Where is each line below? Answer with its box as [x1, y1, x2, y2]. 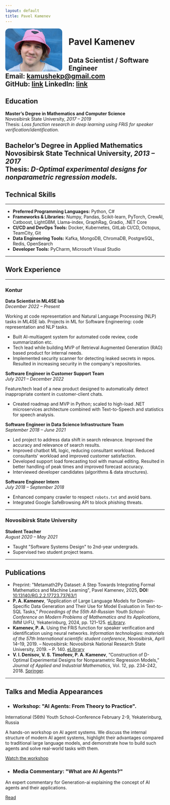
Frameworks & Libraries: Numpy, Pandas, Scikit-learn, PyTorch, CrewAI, [12, 214, 164, 220]
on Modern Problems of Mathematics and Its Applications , [38, 614, 161, 620]
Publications [5, 568, 46, 577]
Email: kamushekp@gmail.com [5, 72, 105, 81]
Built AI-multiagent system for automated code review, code [12, 334, 138, 340]
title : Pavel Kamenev [5, 13, 51, 19]
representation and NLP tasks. [5, 324, 68, 330]
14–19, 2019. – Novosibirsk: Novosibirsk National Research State [12, 641, 146, 647]
